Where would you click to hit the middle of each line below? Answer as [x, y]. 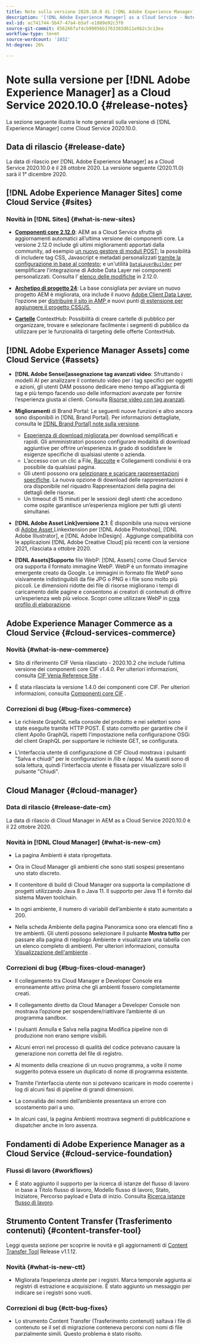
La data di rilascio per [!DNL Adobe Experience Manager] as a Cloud [90, 161]
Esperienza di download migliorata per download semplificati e [101, 435]
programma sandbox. [41, 1018]
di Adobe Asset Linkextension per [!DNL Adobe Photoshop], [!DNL [96, 530]
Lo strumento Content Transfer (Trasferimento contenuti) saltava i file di [103, 1321]
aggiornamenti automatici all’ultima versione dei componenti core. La [99, 238]
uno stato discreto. [38, 873]
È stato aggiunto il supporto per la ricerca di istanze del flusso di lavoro [102, 1183]
